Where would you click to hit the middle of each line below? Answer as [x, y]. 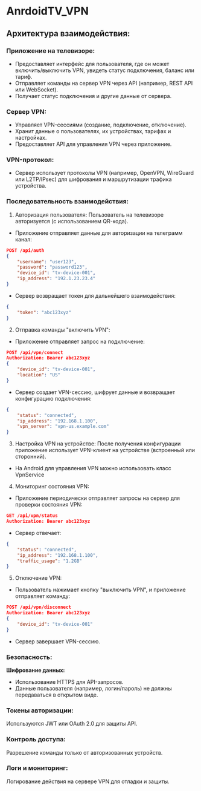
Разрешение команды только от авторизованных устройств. [85, 752]
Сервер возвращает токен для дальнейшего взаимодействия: [95, 295]
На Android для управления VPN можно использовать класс [93, 468]
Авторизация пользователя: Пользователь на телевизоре [89, 215]
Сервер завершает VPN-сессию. [58, 641]
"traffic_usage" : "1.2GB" [50, 561]
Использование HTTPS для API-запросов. [69, 681]
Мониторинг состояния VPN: [52, 487]
